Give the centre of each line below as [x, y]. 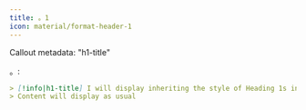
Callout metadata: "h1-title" [60, 52]
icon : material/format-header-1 [71, 26]
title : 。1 [30, 18]
